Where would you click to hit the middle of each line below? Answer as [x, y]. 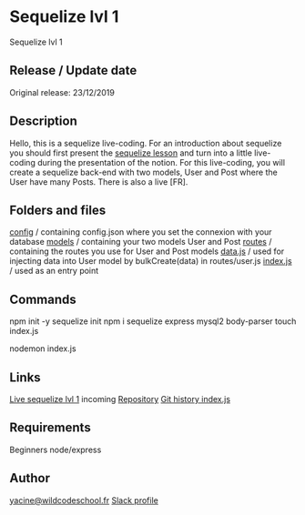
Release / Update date [73, 71]
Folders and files [58, 210]
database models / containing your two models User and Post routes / [141, 242]
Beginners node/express [56, 449]
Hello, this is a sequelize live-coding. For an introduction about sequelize [146, 143]
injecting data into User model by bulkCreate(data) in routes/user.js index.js [151, 261]
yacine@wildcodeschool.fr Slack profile [84, 500]
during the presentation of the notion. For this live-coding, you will [161, 162]
